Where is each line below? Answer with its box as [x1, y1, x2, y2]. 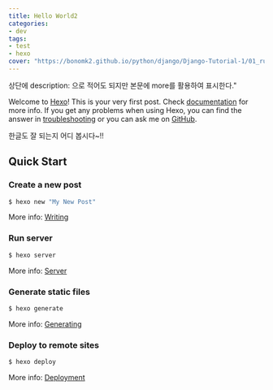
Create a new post [8, 180, 82, 191]
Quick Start [8, 155, 67, 169]
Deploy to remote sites [8, 339, 100, 350]
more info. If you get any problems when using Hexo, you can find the [8, 105, 242, 115]
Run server [8, 232, 53, 244]
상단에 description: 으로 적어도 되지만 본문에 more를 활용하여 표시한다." [8, 80, 237, 90]
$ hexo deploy [8, 358, 57, 366]
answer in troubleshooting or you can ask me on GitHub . [8, 114, 197, 123]
